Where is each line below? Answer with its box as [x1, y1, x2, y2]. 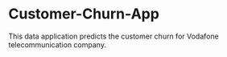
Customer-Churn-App [8, 5, 159, 23]
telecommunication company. [8, 39, 107, 49]
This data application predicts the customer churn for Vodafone [8, 31, 219, 41]
